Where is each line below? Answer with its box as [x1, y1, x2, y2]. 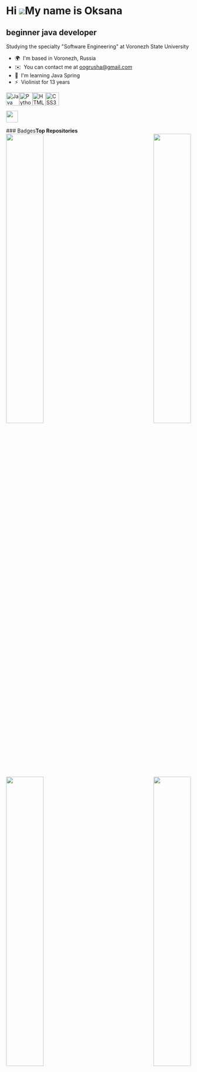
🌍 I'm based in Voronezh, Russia [14, 55, 96, 62]
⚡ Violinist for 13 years [14, 79, 70, 86]
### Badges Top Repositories [6, 127, 78, 134]
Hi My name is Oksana [6, 4, 123, 18]
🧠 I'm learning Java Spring [14, 72, 80, 79]
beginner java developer [6, 28, 97, 38]
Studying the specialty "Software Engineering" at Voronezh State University [6, 43, 189, 50]
